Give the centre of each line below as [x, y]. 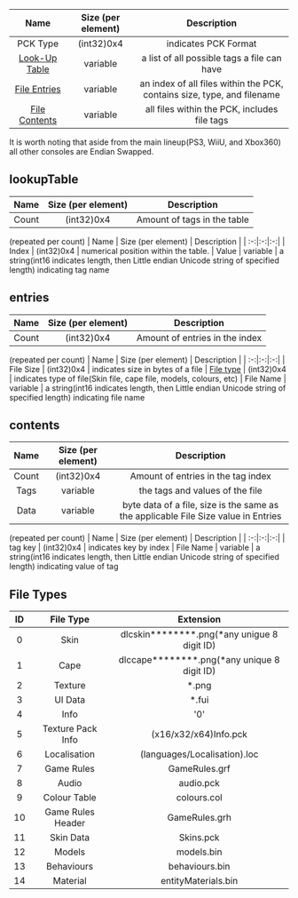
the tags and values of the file [201, 490]
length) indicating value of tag [64, 567]
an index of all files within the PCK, [212, 83]
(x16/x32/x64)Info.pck [200, 735]
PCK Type [38, 44]
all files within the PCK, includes [212, 109]
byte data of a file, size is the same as [201, 505]
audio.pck [199, 783]
